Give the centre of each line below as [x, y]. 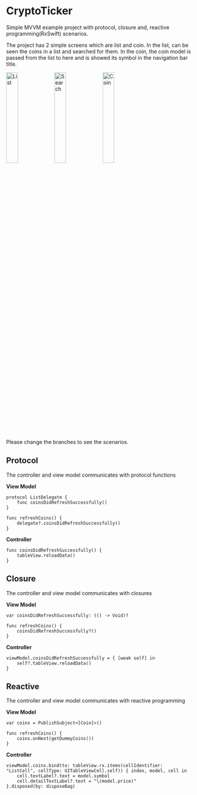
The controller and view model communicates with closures [79, 593]
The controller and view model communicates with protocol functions [91, 475]
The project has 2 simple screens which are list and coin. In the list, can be [97, 45]
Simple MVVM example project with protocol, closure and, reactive [88, 27]
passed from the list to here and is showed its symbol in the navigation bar [97, 58]
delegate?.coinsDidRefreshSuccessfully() [69, 523]
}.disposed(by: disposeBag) [41, 787]
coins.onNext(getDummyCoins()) [55, 739]
